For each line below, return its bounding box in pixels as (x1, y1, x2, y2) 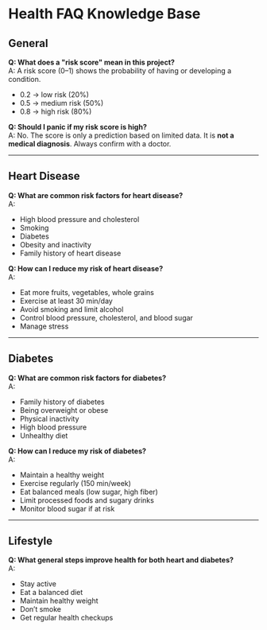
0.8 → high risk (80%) (19, 107, 92, 116)
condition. (8, 75, 41, 84)
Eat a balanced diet (19, 588, 83, 597)
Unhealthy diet (19, 430, 68, 440)
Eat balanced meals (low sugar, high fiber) (19, 487, 159, 496)
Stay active (19, 579, 57, 589)
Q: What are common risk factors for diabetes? (8, 373, 167, 383)
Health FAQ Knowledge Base (8, 5, 201, 23)
